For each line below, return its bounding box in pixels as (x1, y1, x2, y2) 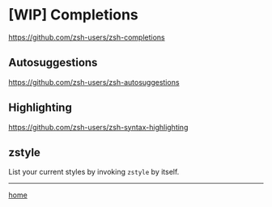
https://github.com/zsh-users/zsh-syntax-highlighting (8, 122, 189, 132)
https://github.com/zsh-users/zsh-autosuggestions (8, 77, 180, 87)
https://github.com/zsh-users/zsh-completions (8, 32, 165, 42)
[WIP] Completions (8, 6, 139, 24)
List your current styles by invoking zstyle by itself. (8, 167, 180, 177)
